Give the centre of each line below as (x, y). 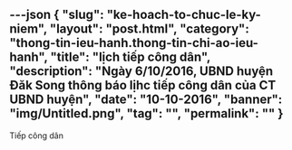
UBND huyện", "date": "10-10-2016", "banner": (146, 100)
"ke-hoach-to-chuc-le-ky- (184, 15)
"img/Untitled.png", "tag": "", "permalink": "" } (146, 113)
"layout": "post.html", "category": (149, 29)
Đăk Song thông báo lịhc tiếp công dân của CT (143, 85)
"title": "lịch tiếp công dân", (131, 57)
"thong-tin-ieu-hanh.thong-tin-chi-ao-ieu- (134, 43)
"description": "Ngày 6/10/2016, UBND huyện (141, 71)
